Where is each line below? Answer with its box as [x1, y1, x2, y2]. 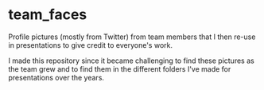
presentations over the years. [8, 72, 105, 82]
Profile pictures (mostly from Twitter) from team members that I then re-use [8, 32, 256, 41]
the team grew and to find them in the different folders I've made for [8, 64, 231, 73]
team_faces [8, 6, 87, 24]
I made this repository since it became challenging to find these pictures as [8, 56, 254, 65]
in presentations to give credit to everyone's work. [8, 40, 173, 49]
